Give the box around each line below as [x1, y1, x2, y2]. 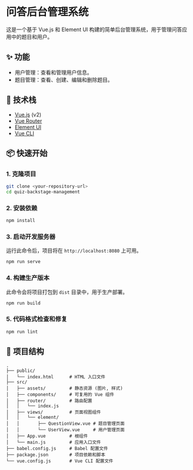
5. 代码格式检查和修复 [6, 315, 68, 323]
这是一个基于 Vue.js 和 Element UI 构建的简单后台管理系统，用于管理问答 [6, 26, 182, 33]
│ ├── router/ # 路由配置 [6, 398, 92, 404]
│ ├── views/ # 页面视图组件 [6, 409, 101, 415]
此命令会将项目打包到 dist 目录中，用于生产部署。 [6, 288, 128, 296]
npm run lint [6, 328, 38, 335]
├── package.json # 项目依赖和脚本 [6, 452, 106, 458]
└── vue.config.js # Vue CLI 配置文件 [6, 458, 114, 464]
